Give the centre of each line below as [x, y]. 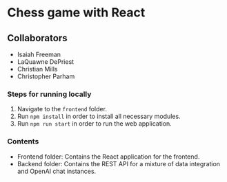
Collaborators [37, 38]
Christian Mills [37, 69]
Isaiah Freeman [39, 54]
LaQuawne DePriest [46, 62]
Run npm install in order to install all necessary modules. [99, 116]
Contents [23, 141]
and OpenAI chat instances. [57, 171]
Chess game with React [76, 13]
